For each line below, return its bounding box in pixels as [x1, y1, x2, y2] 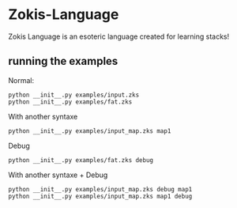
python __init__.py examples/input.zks [8, 91, 140, 99]
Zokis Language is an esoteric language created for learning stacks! [8, 32, 230, 41]
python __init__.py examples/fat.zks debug [8, 156, 154, 164]
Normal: [8, 75, 34, 85]
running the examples [8, 55, 118, 68]
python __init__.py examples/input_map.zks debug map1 [8, 185, 193, 193]
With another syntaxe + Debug [8, 170, 108, 180]
